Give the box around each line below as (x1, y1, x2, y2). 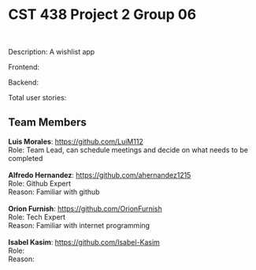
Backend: (8, 77, 39, 87)
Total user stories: (8, 92, 67, 102)
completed (8, 153, 43, 163)
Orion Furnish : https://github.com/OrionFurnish (8, 204, 163, 213)
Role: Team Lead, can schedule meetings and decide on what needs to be (8, 144, 248, 155)
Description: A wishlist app (8, 47, 95, 56)
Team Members (8, 116, 87, 129)
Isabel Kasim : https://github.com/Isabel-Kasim (8, 237, 160, 246)
